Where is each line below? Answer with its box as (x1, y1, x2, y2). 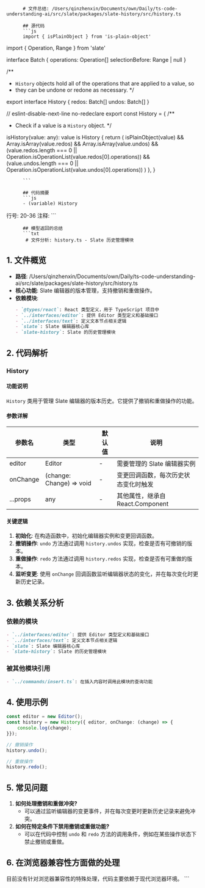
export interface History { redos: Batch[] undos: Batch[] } (6, 98, 149, 105)
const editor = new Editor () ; (6, 714, 84, 720)
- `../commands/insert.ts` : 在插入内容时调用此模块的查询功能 (6, 678, 153, 684)
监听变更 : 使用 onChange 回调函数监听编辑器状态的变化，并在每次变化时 (15, 570, 193, 578)
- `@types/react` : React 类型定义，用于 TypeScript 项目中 (15, 306, 160, 313)
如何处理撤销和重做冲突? (15, 800, 77, 807)
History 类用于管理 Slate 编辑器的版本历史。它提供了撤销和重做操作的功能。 (6, 397, 198, 405)
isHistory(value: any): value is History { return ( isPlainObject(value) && (6, 134, 184, 141)
